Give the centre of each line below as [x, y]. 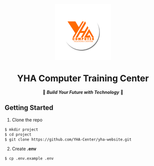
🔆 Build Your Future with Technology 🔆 [83, 92]
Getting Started [29, 108]
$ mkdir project [21, 129]
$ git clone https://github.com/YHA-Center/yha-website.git [68, 139]
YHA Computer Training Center [83, 79]
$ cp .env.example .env [29, 158]
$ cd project [18, 134]
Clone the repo [27, 120]
